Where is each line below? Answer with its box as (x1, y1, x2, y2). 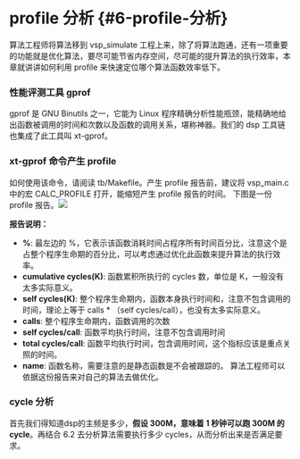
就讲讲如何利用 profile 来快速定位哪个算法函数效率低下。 (16, 62, 226, 72)
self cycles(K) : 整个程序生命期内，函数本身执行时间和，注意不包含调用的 (21, 293, 291, 304)
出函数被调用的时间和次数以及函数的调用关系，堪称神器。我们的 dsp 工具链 (9, 120, 286, 130)
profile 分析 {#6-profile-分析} (9, 8, 229, 29)
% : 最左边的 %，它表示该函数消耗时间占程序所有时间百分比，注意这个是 (21, 238, 287, 248)
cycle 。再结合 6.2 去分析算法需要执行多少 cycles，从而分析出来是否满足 (9, 429, 275, 439)
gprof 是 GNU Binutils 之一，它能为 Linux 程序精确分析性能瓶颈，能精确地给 (9, 108, 287, 119)
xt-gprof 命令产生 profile (9, 155, 117, 168)
